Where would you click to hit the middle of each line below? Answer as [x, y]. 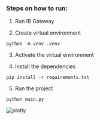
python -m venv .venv [33, 44]
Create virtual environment [48, 33]
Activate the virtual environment [54, 55]
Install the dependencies [45, 66]
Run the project [34, 88]
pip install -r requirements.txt [48, 78]
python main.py [25, 100]
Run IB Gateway [34, 21]
